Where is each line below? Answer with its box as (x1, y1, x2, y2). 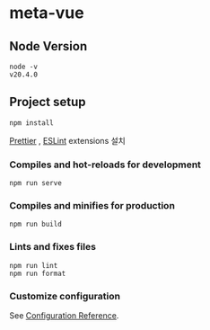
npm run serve (9, 179, 63, 188)
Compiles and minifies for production (9, 200, 175, 212)
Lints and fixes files (9, 241, 97, 254)
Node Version (9, 39, 88, 54)
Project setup (9, 94, 87, 110)
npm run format (9, 269, 66, 278)
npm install (9, 118, 54, 128)
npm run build (9, 219, 63, 229)
